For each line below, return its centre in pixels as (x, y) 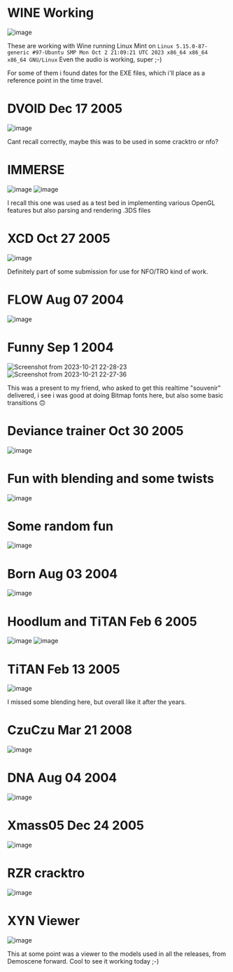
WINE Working (51, 13)
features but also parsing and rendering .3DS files (79, 210)
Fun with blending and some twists (111, 478)
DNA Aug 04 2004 (62, 778)
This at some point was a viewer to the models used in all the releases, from (116, 954)
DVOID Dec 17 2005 (65, 109)
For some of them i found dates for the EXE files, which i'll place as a (106, 73)
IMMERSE (36, 170)
